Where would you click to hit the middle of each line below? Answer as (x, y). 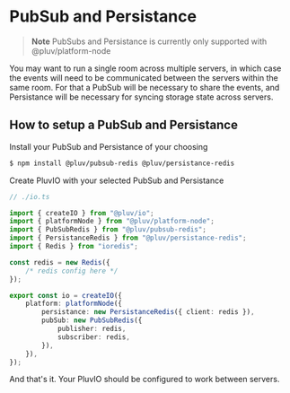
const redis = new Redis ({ (60, 262)
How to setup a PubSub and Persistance (123, 125)
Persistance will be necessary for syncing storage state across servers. (141, 97)
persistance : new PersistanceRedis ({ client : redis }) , (148, 312)
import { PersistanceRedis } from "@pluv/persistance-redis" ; (128, 238)
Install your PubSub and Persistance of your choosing (109, 146)
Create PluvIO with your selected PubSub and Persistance (117, 180)
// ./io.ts (30, 196)
